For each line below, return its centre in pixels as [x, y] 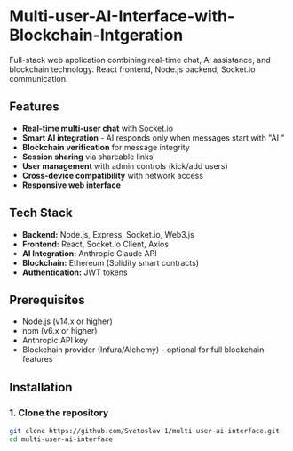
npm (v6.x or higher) [59, 331]
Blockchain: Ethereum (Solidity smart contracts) [111, 262]
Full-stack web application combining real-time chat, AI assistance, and [140, 60]
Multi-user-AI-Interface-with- [122, 16]
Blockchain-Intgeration [96, 35]
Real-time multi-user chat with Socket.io [98, 128]
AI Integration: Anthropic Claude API [89, 253]
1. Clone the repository [59, 413]
